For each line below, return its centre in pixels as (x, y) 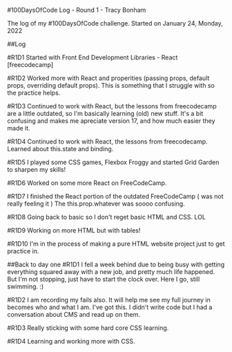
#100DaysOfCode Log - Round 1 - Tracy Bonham (77, 10)
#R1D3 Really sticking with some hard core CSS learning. (88, 328)
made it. (19, 128)
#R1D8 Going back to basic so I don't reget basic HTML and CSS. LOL (106, 217)
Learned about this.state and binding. (60, 149)
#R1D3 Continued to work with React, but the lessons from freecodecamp (112, 106)
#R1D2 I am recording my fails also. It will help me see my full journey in (109, 300)
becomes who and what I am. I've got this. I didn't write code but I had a (110, 307)
